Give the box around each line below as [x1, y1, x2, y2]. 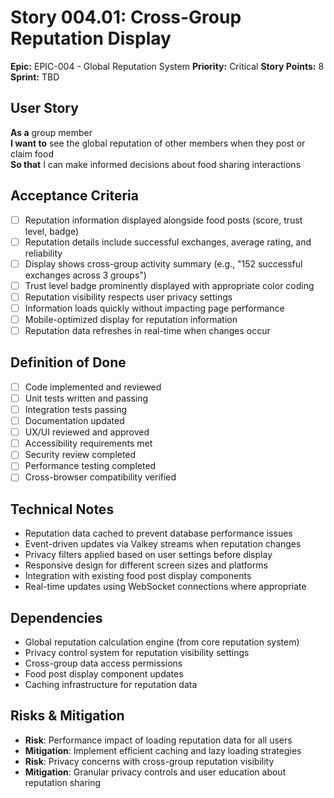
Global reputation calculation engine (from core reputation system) [24, 636, 300, 648]
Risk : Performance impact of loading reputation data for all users [24, 734, 293, 746]
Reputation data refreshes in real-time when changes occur [24, 325, 271, 336]
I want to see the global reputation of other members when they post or [10, 137, 306, 149]
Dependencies [10, 609, 103, 626]
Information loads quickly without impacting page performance [24, 302, 285, 314]
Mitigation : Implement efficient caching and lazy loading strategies [24, 744, 302, 756]
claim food [10, 147, 54, 160]
